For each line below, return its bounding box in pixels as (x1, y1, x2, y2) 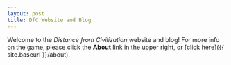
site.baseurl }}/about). (7, 50, 71, 59)
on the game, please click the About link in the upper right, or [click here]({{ (7, 43, 224, 51)
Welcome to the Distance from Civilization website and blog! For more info (7, 35, 220, 44)
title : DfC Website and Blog (7, 17, 92, 24)
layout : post (7, 10, 45, 17)
